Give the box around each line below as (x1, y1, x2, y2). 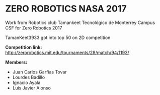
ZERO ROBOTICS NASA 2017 (5, 3, 127, 14)
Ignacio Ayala (12, 79, 41, 85)
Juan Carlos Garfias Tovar (12, 68, 67, 75)
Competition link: (5, 44, 42, 50)
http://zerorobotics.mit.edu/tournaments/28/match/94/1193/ (5, 49, 129, 55)
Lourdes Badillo (12, 74, 45, 80)
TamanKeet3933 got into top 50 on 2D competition (5, 34, 111, 40)
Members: (5, 59, 28, 65)
